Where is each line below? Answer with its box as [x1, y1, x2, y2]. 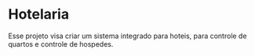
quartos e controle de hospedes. [8, 39, 114, 48]
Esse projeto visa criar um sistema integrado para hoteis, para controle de [8, 31, 247, 40]
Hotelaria [8, 5, 69, 23]
